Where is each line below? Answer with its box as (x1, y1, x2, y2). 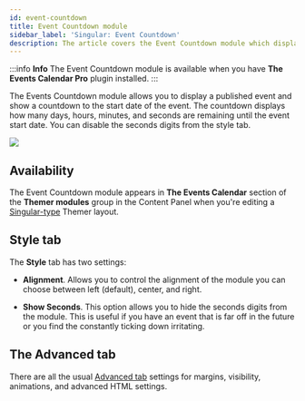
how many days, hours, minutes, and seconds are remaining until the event (9, 110, 290, 121)
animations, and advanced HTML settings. (9, 380, 168, 391)
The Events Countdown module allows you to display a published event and (9, 91, 292, 102)
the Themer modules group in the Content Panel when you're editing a (9, 197, 275, 208)
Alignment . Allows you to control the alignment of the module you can (22, 274, 286, 285)
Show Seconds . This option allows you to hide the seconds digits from (22, 301, 288, 312)
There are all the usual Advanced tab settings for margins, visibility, (9, 371, 261, 382)
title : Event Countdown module (9, 22, 128, 31)
